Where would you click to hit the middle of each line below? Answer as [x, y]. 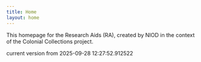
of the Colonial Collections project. [50, 41]
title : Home [21, 12]
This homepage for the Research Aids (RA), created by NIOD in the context [100, 35]
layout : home [23, 18]
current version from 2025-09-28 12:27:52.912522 [70, 53]
